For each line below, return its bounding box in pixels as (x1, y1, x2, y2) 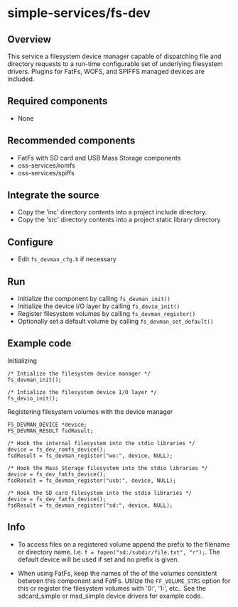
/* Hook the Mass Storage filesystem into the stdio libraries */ (7, 464, 208, 471)
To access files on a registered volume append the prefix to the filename (17, 540, 230, 548)
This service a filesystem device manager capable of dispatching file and (7, 52, 222, 60)
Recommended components (7, 135, 136, 147)
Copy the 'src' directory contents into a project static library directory (17, 215, 221, 224)
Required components (7, 95, 108, 107)
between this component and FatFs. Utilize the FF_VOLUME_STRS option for (17, 576, 231, 585)
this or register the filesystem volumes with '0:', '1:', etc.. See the (17, 584, 206, 592)
